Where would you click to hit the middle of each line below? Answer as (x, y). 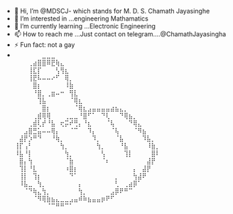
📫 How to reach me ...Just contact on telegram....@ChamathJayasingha (120, 34)
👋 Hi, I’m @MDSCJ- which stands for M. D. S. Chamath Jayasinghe (112, 11)
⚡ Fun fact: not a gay (44, 45)
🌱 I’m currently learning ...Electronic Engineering (85, 26)
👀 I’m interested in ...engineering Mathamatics (81, 18)
